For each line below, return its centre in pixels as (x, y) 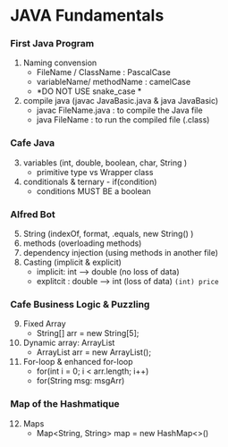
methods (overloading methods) (82, 243)
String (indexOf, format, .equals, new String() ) (108, 234)
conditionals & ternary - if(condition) (90, 181)
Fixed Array (44, 324)
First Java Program (52, 44)
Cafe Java (33, 143)
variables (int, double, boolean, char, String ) (105, 163)
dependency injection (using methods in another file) (120, 253)
